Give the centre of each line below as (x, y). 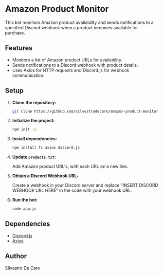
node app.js (24, 209)
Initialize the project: (33, 121)
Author (16, 256)
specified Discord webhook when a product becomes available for (72, 27)
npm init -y (24, 129)
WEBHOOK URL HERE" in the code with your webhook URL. (72, 190)
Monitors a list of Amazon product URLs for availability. (67, 60)
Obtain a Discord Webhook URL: (45, 176)
